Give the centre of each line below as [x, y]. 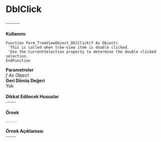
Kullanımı [16, 34]
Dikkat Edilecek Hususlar [32, 96]
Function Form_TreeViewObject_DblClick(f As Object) [62, 43]
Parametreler [20, 70]
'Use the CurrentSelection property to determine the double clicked [82, 52]
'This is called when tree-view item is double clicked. [68, 47]
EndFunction [18, 60]
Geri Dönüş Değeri [25, 80]
